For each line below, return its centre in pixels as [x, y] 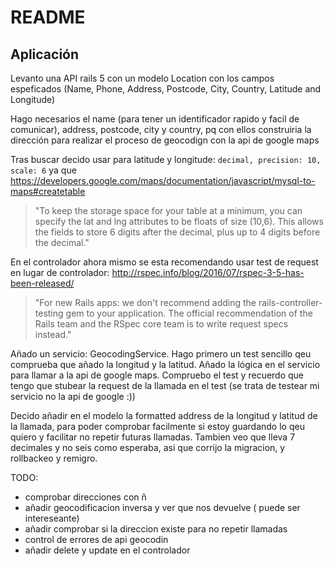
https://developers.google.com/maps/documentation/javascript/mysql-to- [163, 180]
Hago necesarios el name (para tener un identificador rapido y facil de [155, 119]
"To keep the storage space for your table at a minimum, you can [168, 210]
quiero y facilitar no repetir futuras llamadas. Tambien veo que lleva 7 [153, 437]
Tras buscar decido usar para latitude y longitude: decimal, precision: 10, [166, 159]
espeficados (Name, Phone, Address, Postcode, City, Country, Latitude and [166, 89]
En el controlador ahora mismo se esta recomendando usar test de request [164, 262]
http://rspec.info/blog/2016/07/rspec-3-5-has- [208, 272]
